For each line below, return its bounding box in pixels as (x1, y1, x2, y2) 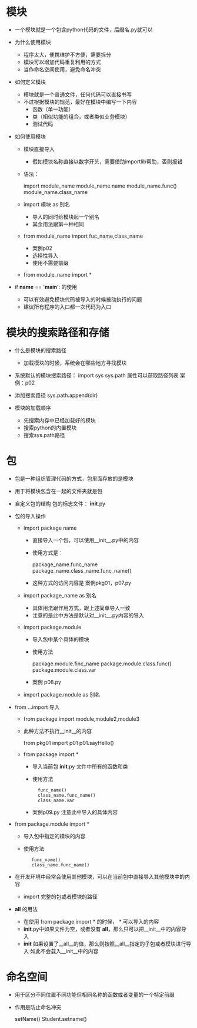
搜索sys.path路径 (23, 431, 65, 438)
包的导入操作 (14, 513, 46, 520)
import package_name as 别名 (23, 592, 97, 599)
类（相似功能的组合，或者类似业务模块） (32, 113, 131, 120)
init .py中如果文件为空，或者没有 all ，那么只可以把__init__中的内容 (23, 925, 182, 932)
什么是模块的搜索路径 (14, 346, 66, 354)
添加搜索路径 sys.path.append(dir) (14, 392, 98, 399)
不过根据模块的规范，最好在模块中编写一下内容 (23, 98, 137, 105)
